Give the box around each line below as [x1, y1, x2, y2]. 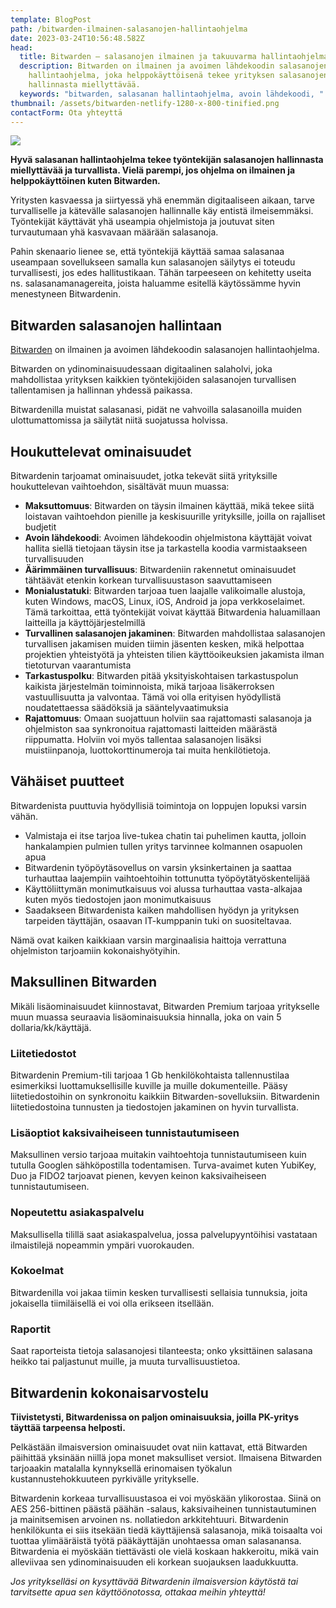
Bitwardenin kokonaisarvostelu [10, 1384, 209, 1401]
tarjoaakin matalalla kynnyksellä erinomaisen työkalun [10, 1462, 233, 1474]
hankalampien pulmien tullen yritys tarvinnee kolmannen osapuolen [24, 840, 303, 852]
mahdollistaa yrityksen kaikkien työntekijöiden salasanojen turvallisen [10, 374, 297, 386]
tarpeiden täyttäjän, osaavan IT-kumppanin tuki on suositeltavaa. [24, 914, 292, 926]
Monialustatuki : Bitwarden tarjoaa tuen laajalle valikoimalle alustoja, [24, 585, 306, 596]
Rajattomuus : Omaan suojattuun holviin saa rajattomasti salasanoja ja [24, 712, 312, 724]
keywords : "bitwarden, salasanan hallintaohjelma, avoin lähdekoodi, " [19, 89, 325, 99]
